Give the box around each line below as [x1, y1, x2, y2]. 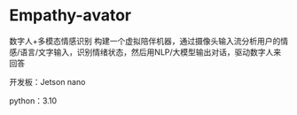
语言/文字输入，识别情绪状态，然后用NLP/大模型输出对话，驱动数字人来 [20, 46, 282, 57]
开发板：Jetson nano [9, 76, 86, 87]
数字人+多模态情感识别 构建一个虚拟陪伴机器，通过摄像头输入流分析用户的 [9, 35, 281, 46]
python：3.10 [9, 95, 58, 106]
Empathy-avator [9, 5, 131, 26]
